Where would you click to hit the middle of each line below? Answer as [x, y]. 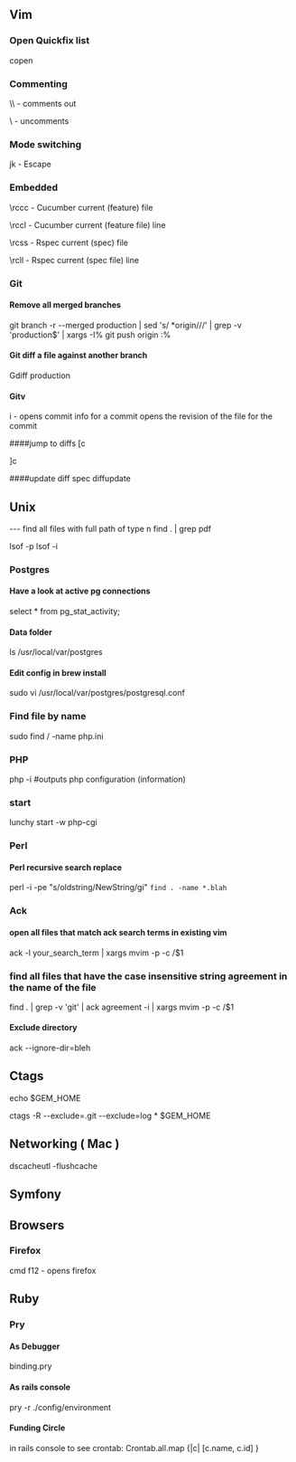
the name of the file [53, 987]
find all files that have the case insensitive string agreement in [148, 976]
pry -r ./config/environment [60, 1407]
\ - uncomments [39, 120]
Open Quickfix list [50, 41]
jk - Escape [30, 164]
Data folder [31, 631]
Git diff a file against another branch [79, 356]
